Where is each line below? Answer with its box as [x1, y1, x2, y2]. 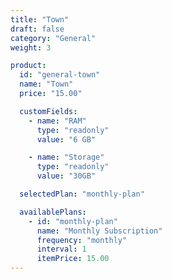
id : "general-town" [19, 70, 101, 80]
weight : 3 [10, 42, 52, 53]
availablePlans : [19, 207, 87, 217]
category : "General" [10, 33, 97, 43]
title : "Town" [10, 14, 70, 25]
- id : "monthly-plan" [28, 216, 118, 226]
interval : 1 [36, 244, 87, 255]
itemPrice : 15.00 [36, 254, 110, 264]
